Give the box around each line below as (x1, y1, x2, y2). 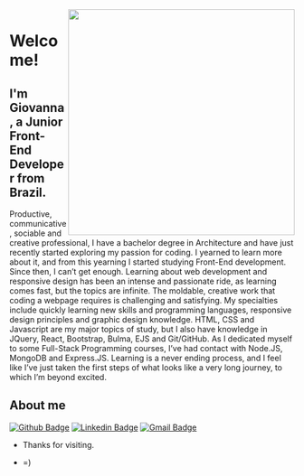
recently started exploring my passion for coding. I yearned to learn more (9, 247, 282, 257)
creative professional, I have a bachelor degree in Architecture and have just (9, 238, 294, 247)
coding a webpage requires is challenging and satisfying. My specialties (9, 295, 279, 305)
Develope (9, 156, 65, 172)
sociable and (13, 228, 62, 238)
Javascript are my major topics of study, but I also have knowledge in (9, 324, 269, 334)
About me (9, 397, 66, 414)
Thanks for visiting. (22, 439, 95, 450)
